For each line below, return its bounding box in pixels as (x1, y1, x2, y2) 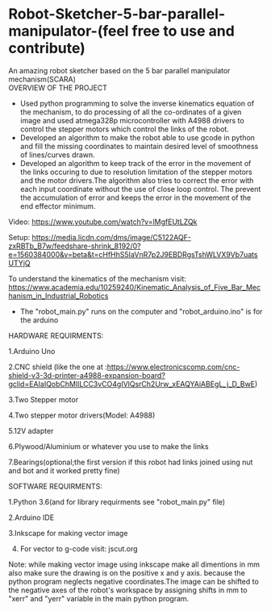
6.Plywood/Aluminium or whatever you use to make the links (8, 441, 209, 451)
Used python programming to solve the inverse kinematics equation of (19, 98, 255, 108)
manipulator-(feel (8, 22, 129, 40)
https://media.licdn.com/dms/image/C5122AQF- (31, 232, 192, 242)
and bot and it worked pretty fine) (8, 465, 120, 476)
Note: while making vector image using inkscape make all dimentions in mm (8, 559, 261, 569)
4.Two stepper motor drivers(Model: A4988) (8, 410, 156, 420)
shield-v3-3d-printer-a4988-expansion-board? (8, 370, 165, 380)
